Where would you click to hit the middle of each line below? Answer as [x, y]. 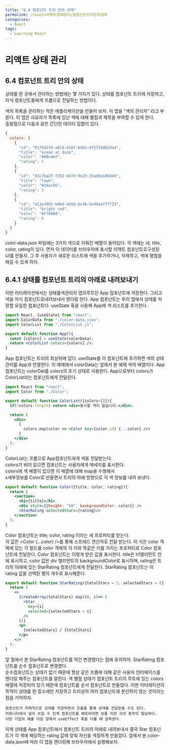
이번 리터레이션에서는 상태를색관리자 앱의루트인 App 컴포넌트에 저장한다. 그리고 [84, 293]
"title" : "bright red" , [44, 209]
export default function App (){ [39, 334]
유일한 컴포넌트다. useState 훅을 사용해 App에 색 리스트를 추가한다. [81, 306]
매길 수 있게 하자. [22, 262]
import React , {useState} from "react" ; [49, 315]
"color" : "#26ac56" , [40, 185]
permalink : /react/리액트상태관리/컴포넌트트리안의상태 [56, 15]
